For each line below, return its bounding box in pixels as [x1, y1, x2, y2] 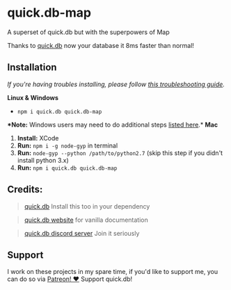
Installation [7, 61, 57, 74]
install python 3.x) [17, 156, 70, 164]
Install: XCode [17, 134, 59, 142]
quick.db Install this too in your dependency [24, 202, 150, 210]
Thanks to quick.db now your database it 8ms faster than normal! [7, 41, 195, 49]
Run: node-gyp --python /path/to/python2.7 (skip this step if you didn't [17, 148, 223, 157]
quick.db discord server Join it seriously [24, 229, 140, 237]
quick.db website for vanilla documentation [24, 216, 148, 224]
